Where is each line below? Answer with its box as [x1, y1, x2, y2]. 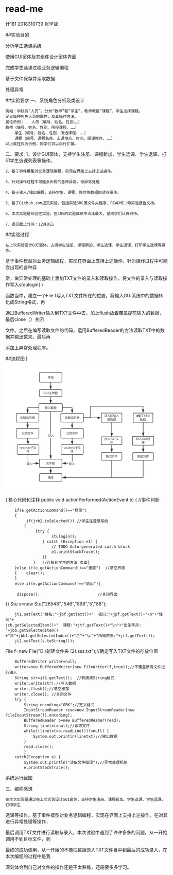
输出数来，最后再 [14, 333, 50, 340]
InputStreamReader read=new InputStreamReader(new [24, 708, 135, 713]
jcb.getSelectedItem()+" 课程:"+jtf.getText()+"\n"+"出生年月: [5, 623, 142, 628]
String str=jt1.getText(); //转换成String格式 [14, 675, 115, 681]
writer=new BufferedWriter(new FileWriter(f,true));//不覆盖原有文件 [14, 665, 162, 670]
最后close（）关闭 [5, 316, 44, 322]
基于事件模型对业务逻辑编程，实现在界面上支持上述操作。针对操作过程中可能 [5, 258, 168, 264]
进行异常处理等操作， [5, 818, 50, 825]
